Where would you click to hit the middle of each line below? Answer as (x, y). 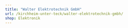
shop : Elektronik (23, 18)
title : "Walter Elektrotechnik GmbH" (43, 9)
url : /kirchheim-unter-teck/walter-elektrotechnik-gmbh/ (64, 14)
